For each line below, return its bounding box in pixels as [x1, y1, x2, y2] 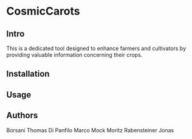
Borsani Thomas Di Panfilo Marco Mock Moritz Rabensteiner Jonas [6, 126, 174, 134]
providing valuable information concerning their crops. [6, 51, 143, 59]
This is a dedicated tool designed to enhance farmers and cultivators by [6, 45, 187, 52]
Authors [6, 110, 38, 121]
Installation [6, 69, 50, 79]
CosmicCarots [6, 4, 80, 18]
